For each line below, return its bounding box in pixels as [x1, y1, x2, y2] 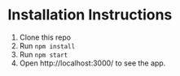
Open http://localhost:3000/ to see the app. [19, 58, 166, 68]
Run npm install [19, 40, 76, 50]
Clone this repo [19, 32, 71, 42]
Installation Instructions [7, 6, 173, 24]
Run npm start [19, 49, 68, 59]
